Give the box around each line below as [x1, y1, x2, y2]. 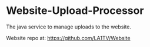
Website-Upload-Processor [6, 4, 144, 17]
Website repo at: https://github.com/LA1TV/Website [6, 34, 131, 41]
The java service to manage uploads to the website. [6, 23, 131, 30]
